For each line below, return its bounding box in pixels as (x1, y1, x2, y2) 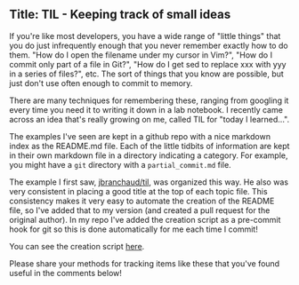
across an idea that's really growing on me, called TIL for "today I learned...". (9, 114, 290, 124)
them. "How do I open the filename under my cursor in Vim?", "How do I (9, 49, 273, 60)
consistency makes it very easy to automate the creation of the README (9, 195, 275, 206)
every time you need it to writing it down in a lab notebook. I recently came (9, 104, 283, 115)
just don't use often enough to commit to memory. (9, 77, 193, 88)
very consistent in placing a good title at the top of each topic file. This (9, 186, 269, 196)
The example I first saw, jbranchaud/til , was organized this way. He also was (9, 177, 289, 187)
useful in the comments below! (9, 267, 123, 278)
